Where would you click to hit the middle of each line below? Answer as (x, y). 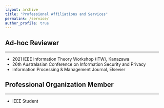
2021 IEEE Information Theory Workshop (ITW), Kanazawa (71, 59)
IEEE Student (25, 101)
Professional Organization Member (59, 85)
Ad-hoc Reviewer (32, 43)
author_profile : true (27, 23)
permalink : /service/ (27, 18)
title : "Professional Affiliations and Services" (57, 14)
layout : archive (21, 9)
